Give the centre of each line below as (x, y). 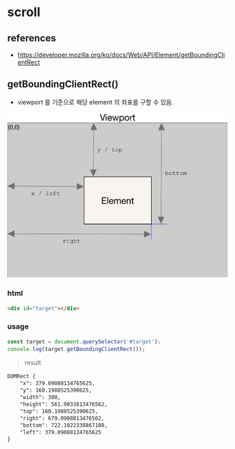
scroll (24, 12)
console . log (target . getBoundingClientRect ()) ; (76, 349)
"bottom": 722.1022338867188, (64, 425)
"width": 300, (40, 397)
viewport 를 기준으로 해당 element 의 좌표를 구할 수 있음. (95, 102)
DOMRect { (22, 376)
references (32, 38)
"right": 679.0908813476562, (62, 418)
